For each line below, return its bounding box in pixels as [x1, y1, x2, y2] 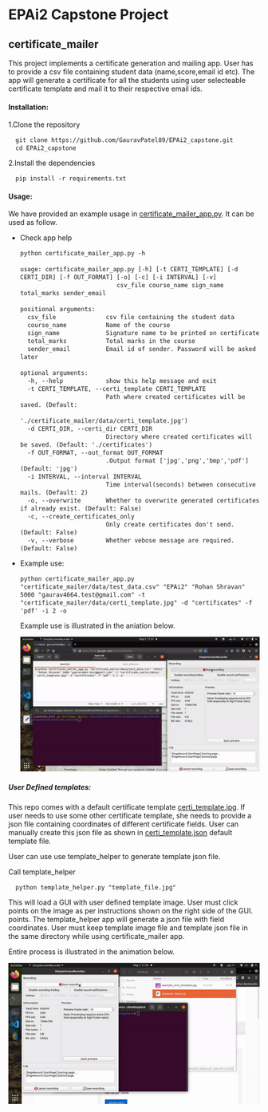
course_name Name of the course [27, 321, 171, 329]
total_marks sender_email [19, 290, 106, 298]
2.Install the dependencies [8, 158, 96, 168]
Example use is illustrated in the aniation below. [19, 621, 175, 631]
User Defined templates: [8, 782, 92, 791]
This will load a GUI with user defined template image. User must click [8, 897, 238, 907]
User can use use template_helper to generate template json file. [8, 852, 221, 862]
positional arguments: [19, 306, 96, 313]
